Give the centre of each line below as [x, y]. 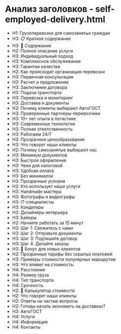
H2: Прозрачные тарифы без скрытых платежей [62, 254]
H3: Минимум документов [40, 155]
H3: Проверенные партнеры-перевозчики [56, 113]
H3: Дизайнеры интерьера [40, 212]
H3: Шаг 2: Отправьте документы [47, 233]
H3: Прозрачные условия [39, 181]
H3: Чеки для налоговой [37, 165]
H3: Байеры [24, 217]
